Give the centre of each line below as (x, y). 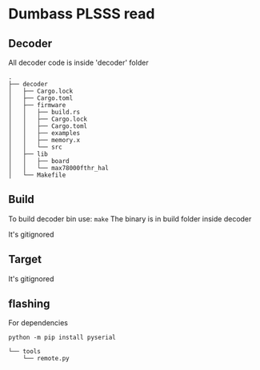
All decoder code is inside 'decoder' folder (79, 62)
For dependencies (38, 323)
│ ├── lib (28, 154)
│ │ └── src (35, 147)
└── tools (25, 352)
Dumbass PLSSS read (82, 14)
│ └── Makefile (37, 175)
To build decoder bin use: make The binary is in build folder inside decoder (130, 219)
